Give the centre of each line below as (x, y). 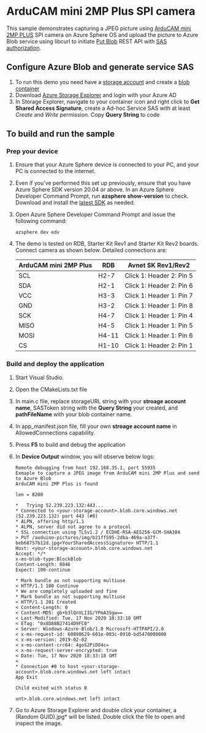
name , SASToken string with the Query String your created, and (97, 408)
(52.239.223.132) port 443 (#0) (56, 516)
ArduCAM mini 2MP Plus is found (56, 484)
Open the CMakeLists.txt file (51, 389)
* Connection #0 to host (47, 666)
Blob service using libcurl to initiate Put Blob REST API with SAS (87, 41)
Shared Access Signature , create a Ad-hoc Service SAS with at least (103, 108)
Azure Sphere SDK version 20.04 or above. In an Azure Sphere (95, 190)
